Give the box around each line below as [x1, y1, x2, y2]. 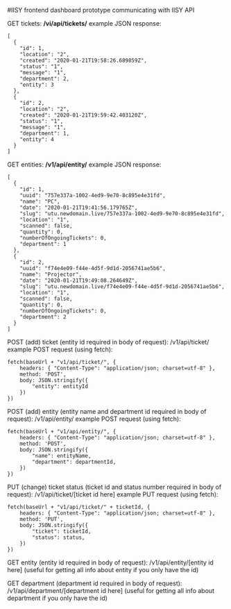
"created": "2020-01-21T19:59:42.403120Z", [19, 112, 148, 119]
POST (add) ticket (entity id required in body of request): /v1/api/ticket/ [7, 338, 209, 346]
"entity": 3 [19, 81, 54, 88]
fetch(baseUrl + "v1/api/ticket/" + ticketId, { [7, 503, 151, 510]
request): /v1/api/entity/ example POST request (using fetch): [7, 415, 182, 423]
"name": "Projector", [19, 271, 82, 278]
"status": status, [32, 534, 85, 541]
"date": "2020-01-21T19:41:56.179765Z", [19, 204, 138, 211]
